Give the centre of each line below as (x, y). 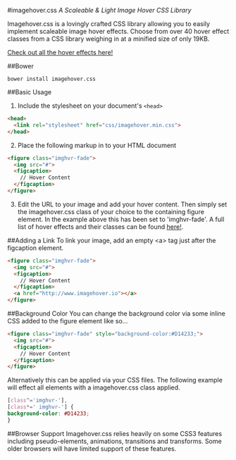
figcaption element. (36, 248)
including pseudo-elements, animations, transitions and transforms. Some (114, 441)
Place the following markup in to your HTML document (97, 145)
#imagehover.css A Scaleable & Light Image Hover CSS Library (99, 10)
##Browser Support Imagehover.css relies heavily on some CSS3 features (115, 433)
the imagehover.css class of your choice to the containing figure (111, 211)
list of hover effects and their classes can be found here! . (100, 226)
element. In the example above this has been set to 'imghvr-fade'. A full (121, 219)
